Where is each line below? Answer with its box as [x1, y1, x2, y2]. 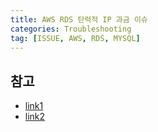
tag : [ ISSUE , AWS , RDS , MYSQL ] [10, 33, 141, 43]
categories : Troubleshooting [10, 24, 132, 34]
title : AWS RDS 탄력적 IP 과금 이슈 [10, 14, 148, 25]
